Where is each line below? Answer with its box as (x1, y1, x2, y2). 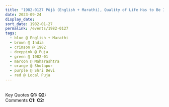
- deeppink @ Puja (10, 49, 49, 54)
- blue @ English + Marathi (10, 36, 69, 41)
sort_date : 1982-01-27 (5, 21, 53, 27)
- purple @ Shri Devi (10, 68, 55, 73)
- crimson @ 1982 (10, 45, 46, 50)
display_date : (5, 17, 35, 22)
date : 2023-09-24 (5, 12, 42, 17)
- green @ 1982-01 (10, 54, 49, 59)
